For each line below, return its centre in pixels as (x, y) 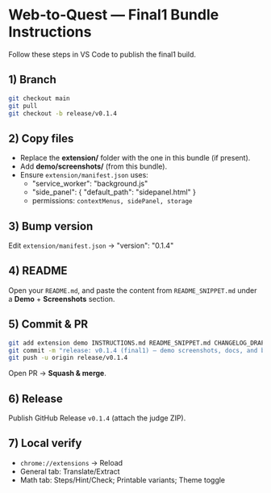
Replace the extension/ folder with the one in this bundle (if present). (135, 158)
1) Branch (32, 79)
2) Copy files (41, 138)
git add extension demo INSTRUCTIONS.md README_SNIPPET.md (110, 343)
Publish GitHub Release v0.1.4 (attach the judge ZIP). (97, 418)
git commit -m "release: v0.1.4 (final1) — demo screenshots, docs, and (133, 350)
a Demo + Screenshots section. (62, 299)
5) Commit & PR (48, 324)
